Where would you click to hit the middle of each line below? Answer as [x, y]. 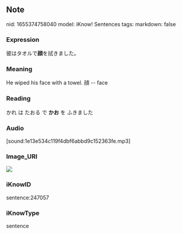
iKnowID [19, 185]
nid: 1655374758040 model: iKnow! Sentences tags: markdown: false [91, 24]
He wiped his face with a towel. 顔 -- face [57, 83]
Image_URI [22, 156]
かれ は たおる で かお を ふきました [50, 112]
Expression [23, 39]
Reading [18, 99]
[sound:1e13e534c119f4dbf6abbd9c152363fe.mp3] [68, 141]
